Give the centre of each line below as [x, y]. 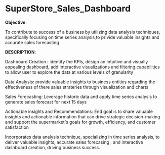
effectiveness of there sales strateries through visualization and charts [77, 87]
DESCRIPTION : [21, 52]
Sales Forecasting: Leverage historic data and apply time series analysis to [81, 97]
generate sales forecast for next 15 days [46, 102]
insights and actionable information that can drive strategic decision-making [83, 116]
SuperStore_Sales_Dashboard [68, 9]
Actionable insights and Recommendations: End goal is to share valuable [79, 111]
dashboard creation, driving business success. [53, 147]
